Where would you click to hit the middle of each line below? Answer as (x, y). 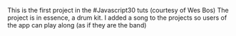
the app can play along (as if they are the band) (77, 25)
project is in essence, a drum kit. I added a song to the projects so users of (117, 18)
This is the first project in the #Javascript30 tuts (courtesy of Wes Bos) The (118, 10)
